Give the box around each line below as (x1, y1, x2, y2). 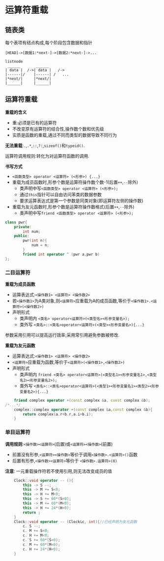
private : (14, 224, 32, 229)
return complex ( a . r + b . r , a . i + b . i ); (23, 412, 93, 417)
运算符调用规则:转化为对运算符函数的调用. (5, 153, 90, 159)
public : (14, 234, 29, 239)
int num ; (23, 229, 41, 234)
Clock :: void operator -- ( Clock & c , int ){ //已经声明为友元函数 (14, 519, 137, 524)
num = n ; (31, 243, 50, 248)
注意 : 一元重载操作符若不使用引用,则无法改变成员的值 (5, 468, 112, 474)
